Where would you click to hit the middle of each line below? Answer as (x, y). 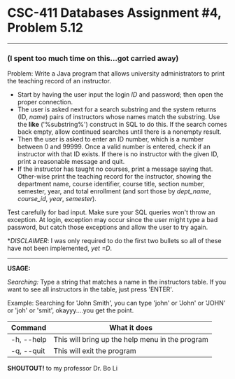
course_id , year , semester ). (57, 199)
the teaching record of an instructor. (59, 81)
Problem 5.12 (45, 28)
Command (29, 328)
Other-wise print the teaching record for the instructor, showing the (114, 177)
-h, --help (29, 340)
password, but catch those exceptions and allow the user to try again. (108, 227)
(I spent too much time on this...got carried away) (93, 58)
